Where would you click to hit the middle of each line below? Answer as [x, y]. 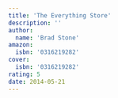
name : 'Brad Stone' [48, 38]
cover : [19, 60]
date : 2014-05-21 [37, 81]
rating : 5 [25, 74]
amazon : [21, 45]
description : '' [35, 23]
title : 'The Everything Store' [60, 15]
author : [21, 30]
